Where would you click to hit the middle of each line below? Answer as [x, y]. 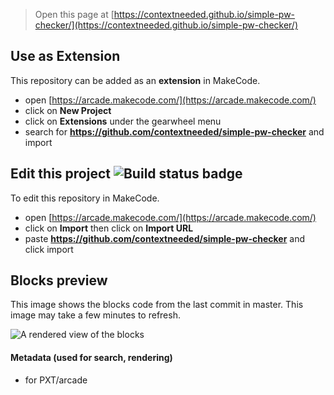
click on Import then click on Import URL [109, 228]
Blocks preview [59, 280]
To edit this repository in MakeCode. [85, 198]
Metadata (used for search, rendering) [91, 358]
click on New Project [68, 110]
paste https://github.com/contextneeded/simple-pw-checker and [165, 238]
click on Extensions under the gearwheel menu [123, 121]
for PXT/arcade [56, 380]
